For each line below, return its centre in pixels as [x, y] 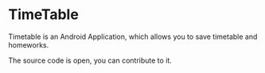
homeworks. [29, 44]
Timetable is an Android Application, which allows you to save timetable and [133, 36]
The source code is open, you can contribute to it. [90, 60]
